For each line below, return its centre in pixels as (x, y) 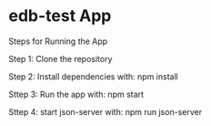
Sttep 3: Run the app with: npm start (76, 94)
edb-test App (60, 16)
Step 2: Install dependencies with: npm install (93, 76)
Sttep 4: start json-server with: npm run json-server (105, 111)
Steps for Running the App (58, 41)
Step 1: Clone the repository (60, 58)
